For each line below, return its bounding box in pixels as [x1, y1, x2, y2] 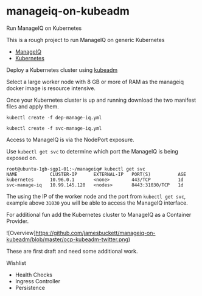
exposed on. [6, 154, 38, 161]
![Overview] [6, 229, 36, 236]
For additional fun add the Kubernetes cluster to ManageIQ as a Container [6, 211, 192, 218]
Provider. [6, 217, 29, 225]
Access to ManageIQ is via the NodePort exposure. [6, 136, 135, 143]
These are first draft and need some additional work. [6, 247, 138, 255]
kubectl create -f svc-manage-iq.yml [6, 125, 102, 132]
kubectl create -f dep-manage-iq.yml [6, 115, 102, 121]
